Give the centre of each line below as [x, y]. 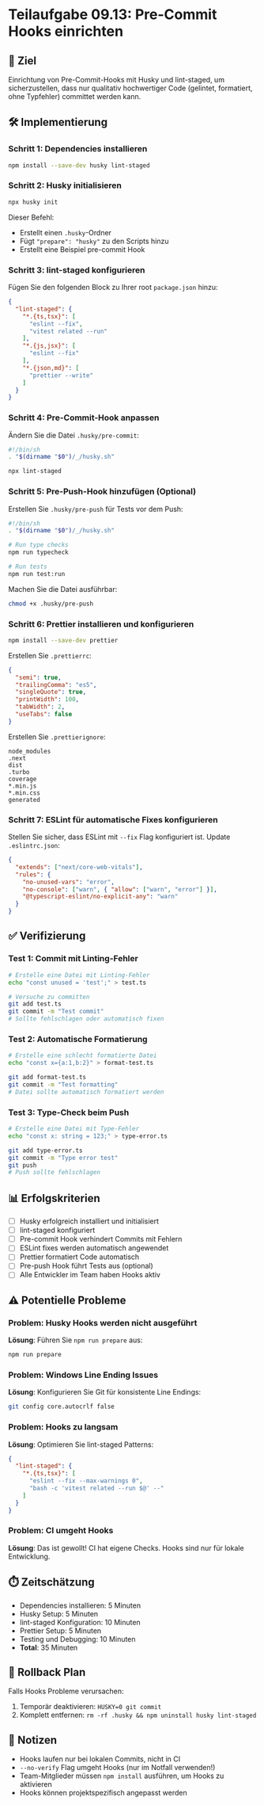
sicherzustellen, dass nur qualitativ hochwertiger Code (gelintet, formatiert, [130, 88]
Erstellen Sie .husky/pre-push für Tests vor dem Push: [96, 509]
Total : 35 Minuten [49, 1647]
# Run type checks [38, 545]
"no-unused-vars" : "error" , [68, 882]
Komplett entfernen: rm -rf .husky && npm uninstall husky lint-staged [138, 1715]
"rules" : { [33, 874]
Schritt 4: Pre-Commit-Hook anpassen [84, 418]
